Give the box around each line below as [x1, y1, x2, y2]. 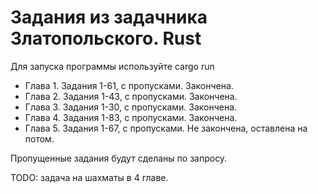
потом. [24, 132, 55, 145]
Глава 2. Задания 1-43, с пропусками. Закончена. [24, 90, 238, 102]
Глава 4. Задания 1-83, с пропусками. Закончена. [24, 111, 238, 123]
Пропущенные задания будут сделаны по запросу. [10, 152, 228, 164]
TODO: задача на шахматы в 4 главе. [10, 171, 169, 183]
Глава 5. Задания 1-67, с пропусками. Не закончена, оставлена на [24, 122, 308, 134]
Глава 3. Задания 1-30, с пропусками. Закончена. [24, 101, 238, 113]
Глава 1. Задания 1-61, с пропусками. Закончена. [24, 79, 234, 91]
